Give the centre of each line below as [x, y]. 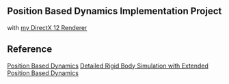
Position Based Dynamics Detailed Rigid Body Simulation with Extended [108, 66]
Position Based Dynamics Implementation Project [114, 11]
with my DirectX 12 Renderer [47, 27]
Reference [30, 50]
